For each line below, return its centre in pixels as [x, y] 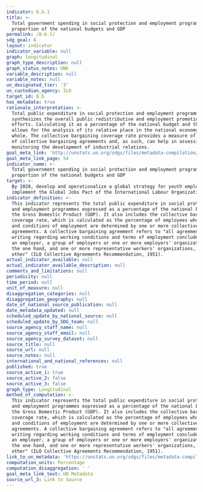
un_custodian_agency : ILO [39, 91]
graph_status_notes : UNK [37, 68]
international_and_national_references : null [64, 361]
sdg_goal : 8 [21, 40]
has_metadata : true [31, 102]
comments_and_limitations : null [47, 271]
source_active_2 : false [36, 378]
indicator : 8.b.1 [28, 12]
